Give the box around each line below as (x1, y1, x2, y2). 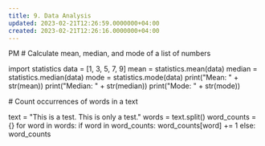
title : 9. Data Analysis (8, 11, 92, 20)
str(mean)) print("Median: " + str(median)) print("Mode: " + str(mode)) (8, 81, 241, 91)
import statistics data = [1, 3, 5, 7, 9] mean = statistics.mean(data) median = (8, 64, 258, 74)
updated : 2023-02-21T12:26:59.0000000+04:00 (8, 19, 160, 27)
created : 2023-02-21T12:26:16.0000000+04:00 (8, 26, 160, 34)
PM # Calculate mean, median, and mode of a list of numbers (8, 49, 211, 59)
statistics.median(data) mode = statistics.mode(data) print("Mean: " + (8, 73, 239, 83)
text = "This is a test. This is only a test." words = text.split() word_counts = (8, 112, 257, 122)
